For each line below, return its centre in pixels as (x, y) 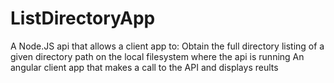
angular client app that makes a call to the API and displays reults (144, 67)
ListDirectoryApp (83, 18)
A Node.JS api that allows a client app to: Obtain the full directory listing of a (167, 46)
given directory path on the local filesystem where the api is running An (157, 56)
